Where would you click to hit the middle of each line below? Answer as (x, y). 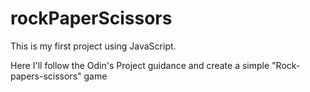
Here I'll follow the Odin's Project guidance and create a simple (140, 65)
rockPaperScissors (91, 18)
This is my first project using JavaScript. (93, 46)
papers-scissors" (46, 76)
